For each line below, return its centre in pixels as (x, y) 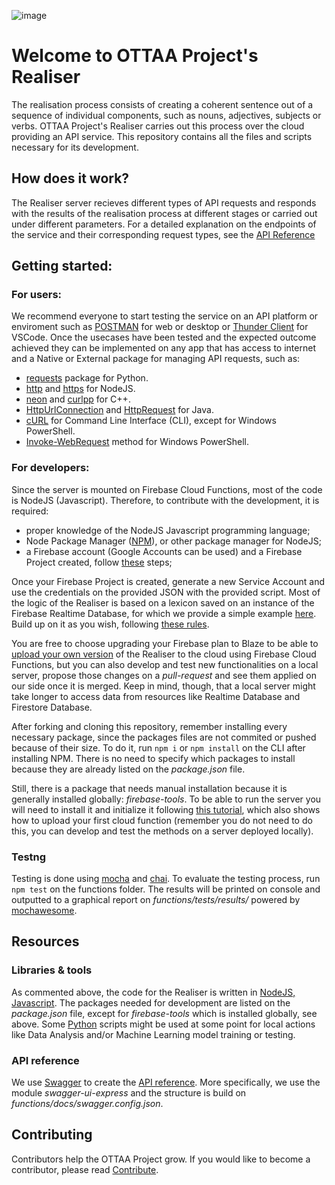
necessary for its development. (75, 147)
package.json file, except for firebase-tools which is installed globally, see (164, 1013)
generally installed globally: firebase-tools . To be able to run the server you (166, 799)
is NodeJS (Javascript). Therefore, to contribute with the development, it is (165, 500)
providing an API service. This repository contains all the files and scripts (162, 136)
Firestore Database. (52, 707)
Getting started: (62, 266)
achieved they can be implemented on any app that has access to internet (163, 348)
